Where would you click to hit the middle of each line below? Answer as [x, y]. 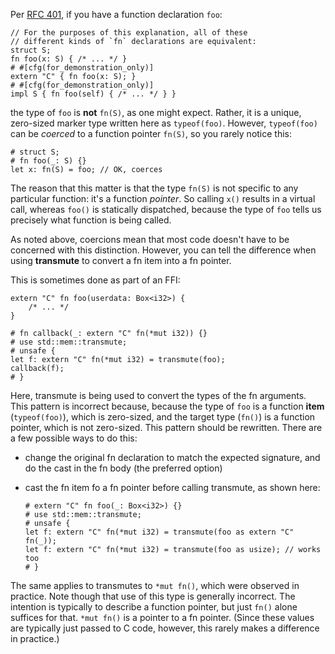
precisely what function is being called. [91, 220]
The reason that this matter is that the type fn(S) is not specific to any [154, 188]
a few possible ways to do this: [74, 438]
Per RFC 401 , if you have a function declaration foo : [116, 14]
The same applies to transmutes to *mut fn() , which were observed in [155, 585]
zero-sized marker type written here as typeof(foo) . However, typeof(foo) [164, 123]
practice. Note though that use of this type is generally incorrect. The [153, 596]
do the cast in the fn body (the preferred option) [123, 468]
